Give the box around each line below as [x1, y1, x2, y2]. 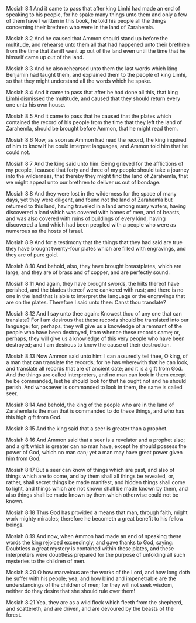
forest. [6, 611, 22, 618]
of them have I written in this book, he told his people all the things [6, 18, 167, 24]
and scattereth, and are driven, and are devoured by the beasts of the [6, 605, 174, 612]
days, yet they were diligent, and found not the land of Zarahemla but [6, 196, 173, 203]
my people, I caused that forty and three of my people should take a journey [6, 166, 190, 173]
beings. [6, 521, 25, 528]
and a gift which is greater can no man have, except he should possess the [6, 443, 187, 450]
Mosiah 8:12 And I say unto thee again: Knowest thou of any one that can [6, 310, 183, 317]
